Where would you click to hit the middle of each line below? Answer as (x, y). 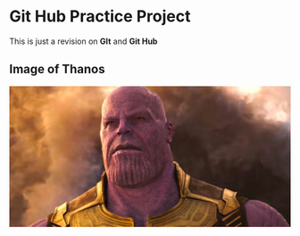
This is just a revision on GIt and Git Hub (83, 41)
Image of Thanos (57, 69)
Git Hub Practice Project (100, 17)
